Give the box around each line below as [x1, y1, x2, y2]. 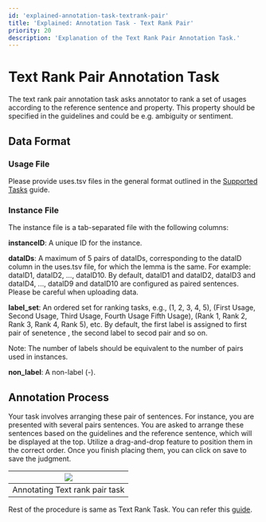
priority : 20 [8, 26, 52, 34]
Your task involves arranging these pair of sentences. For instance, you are [8, 411, 255, 421]
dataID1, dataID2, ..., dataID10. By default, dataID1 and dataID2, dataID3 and [8, 271, 256, 280]
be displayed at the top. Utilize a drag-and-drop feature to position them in [8, 437, 253, 446]
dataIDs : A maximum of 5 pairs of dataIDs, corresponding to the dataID [8, 254, 242, 263]
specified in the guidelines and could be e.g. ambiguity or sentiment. [8, 111, 233, 121]
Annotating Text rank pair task [12, 484, 125, 495]
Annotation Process [8, 391, 109, 404]
